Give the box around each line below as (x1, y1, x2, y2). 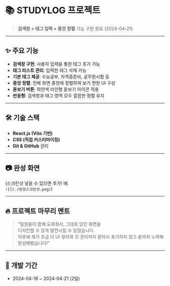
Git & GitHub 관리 (12, 143, 49, 149)
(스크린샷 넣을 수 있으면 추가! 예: (5, 180, 69, 186)
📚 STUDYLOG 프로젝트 (5, 5, 101, 16)
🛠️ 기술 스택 (5, 113, 39, 122)
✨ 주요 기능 (5, 47, 39, 55)
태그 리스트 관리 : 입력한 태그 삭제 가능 (12, 67, 87, 73)
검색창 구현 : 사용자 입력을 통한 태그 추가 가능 (12, 61, 100, 67)
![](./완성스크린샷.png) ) (5, 186, 53, 192)
